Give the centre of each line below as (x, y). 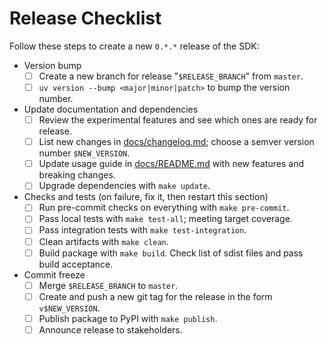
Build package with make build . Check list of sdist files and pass (171, 253)
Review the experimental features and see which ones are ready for (178, 120)
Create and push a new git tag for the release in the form (155, 296)
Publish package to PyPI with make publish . (128, 318)
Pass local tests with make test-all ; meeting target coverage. (165, 219)
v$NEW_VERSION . (69, 308)
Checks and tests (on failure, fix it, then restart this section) (146, 197)
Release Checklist (85, 18)
